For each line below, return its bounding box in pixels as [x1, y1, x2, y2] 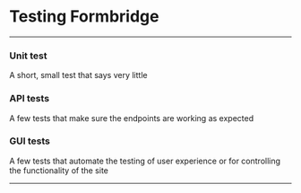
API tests [9, 92, 50, 105]
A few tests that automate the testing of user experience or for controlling [9, 155, 280, 166]
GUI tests [9, 135, 51, 147]
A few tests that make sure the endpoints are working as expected [9, 112, 254, 123]
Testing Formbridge [9, 6, 159, 27]
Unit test [9, 49, 47, 62]
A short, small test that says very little [9, 70, 148, 81]
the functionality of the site [9, 164, 109, 176]
